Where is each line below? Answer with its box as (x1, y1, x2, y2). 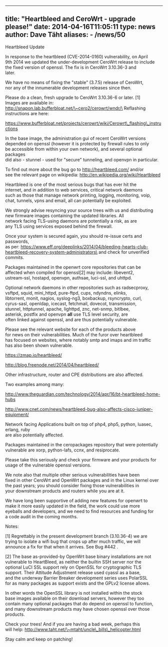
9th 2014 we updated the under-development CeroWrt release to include (5, 59, 155, 65)
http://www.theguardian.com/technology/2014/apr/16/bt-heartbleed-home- (5, 391, 160, 397)
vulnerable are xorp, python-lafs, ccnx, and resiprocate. (5, 447, 120, 453)
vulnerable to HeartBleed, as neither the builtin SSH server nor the (5, 559, 141, 565)
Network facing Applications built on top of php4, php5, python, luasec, (5, 421, 152, 427)
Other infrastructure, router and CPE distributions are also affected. (5, 372, 144, 378)
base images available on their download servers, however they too (5, 595, 144, 601)
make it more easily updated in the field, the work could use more (5, 503, 140, 509)
